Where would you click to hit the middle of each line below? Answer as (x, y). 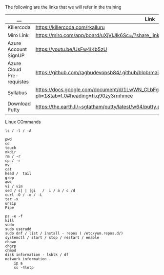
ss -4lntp (24, 268)
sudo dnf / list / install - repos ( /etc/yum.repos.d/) (64, 233)
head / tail (18, 173)
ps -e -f (14, 216)
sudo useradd (18, 229)
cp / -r (13, 161)
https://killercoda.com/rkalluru (70, 27)
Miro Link (18, 35)
